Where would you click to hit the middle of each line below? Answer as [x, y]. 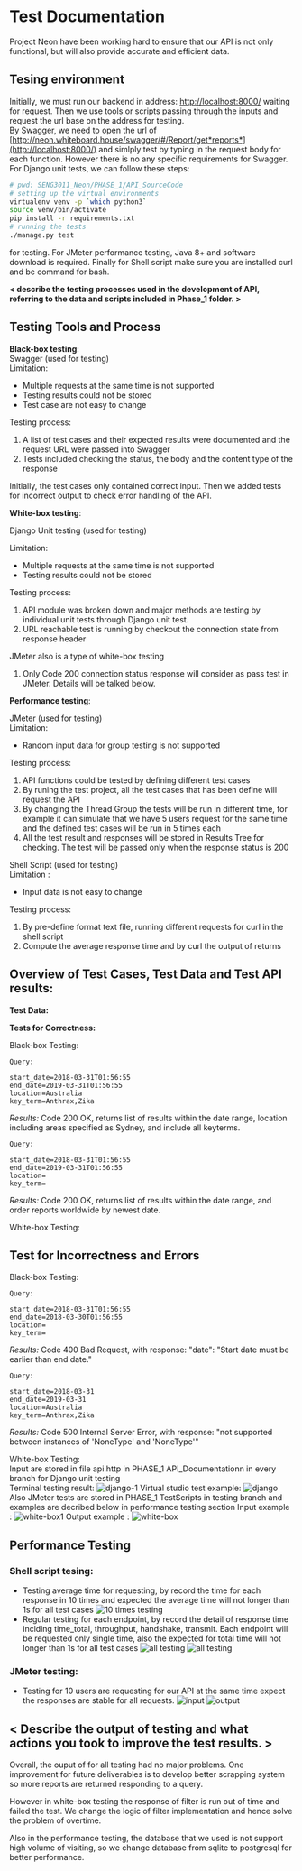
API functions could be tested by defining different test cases [136, 780]
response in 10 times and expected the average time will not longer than [156, 1600]
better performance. [47, 1857]
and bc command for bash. [59, 272]
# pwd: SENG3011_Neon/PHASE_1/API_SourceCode [96, 185]
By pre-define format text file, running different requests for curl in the [153, 926]
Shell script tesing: [51, 1571]
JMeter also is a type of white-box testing [87, 656]
